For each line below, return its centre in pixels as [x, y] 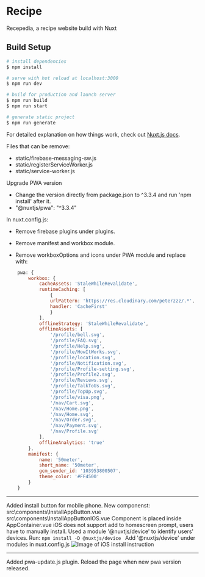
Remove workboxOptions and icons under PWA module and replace [100, 255]
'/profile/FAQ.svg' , [76, 341]
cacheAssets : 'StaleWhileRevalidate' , [88, 284]
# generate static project [41, 117]
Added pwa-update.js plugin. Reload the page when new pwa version [94, 562]
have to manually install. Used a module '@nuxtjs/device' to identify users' [100, 531]
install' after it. [33, 201]
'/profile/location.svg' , [83, 357]
